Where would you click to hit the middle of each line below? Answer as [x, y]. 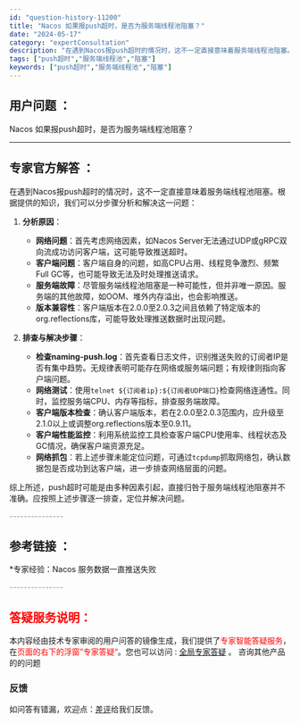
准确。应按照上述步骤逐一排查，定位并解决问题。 [99, 498]
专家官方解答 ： [52, 168]
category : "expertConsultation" [69, 42]
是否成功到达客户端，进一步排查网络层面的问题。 [142, 468]
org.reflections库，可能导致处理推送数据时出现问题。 [133, 319]
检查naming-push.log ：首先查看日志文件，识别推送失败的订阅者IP [158, 356]
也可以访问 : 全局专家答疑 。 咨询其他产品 [209, 652]
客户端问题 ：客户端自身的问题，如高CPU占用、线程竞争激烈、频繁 [157, 262]
